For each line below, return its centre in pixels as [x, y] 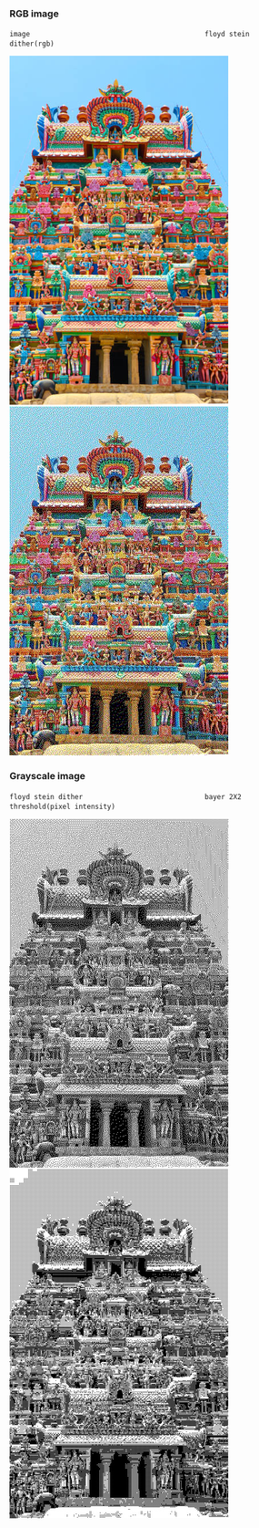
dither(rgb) [32, 44]
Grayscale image [48, 776]
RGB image [34, 14]
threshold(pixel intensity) [63, 806]
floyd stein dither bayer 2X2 [126, 796]
